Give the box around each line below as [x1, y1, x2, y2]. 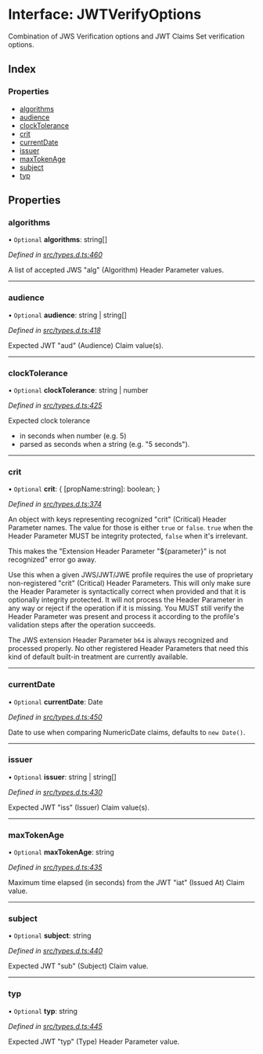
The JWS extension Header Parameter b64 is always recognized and [8, 635, 229, 645]
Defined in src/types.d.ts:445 [8, 1021, 103, 1030]
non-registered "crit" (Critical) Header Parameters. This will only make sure [8, 579, 251, 588]
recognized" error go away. [8, 555, 97, 565]
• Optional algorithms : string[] [8, 235, 108, 244]
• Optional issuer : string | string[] [8, 772, 117, 781]
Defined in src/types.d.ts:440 [8, 946, 103, 956]
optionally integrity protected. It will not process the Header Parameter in [8, 595, 243, 605]
